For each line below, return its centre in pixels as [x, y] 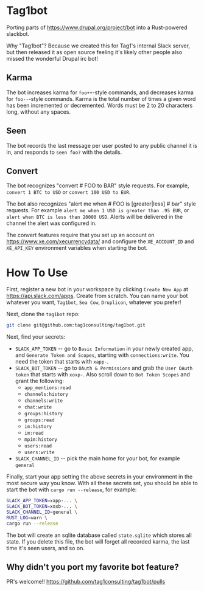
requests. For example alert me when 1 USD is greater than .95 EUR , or [98, 210]
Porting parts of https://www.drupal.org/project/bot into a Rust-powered [97, 27]
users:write [39, 453]
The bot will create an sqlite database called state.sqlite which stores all [99, 535]
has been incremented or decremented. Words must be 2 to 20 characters [100, 105]
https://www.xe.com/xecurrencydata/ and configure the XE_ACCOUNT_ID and [100, 241]
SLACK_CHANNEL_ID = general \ [42, 512]
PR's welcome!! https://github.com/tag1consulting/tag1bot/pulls [86, 582]
